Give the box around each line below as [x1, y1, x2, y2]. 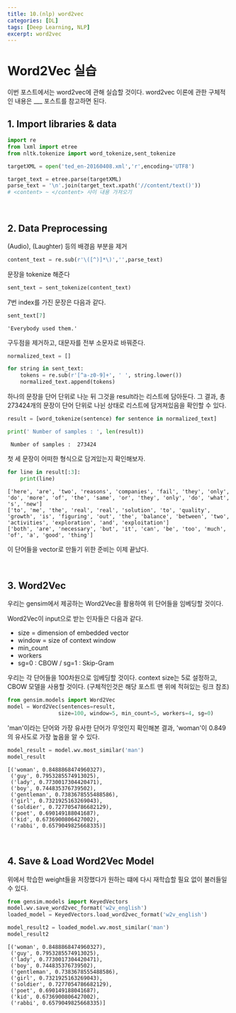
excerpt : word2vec [7, 30, 62, 38]
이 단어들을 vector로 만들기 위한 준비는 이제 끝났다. [7, 545, 149, 553]
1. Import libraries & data [7, 118, 117, 130]
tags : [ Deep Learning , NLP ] [7, 23, 91, 31]
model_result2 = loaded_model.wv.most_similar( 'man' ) [7, 924, 170, 931]
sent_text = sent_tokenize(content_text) [7, 284, 132, 291]
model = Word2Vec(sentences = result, [7, 703, 116, 711]
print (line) [20, 475, 55, 482]
